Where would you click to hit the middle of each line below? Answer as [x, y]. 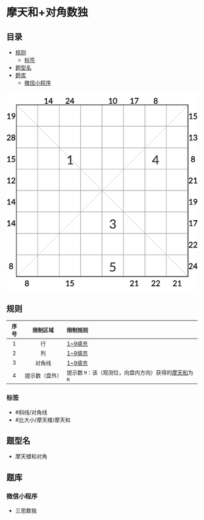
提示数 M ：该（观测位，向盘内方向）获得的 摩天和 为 [130, 372]
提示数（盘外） [43, 376]
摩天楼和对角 [31, 456]
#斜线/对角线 [31, 412]
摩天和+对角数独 [47, 12]
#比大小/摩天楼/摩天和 [43, 420]
